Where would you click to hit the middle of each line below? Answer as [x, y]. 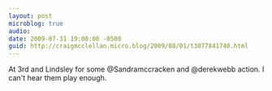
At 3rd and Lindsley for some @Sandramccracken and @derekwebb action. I [136, 69]
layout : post [30, 16]
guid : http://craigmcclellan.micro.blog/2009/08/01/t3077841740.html [129, 46]
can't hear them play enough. [58, 78]
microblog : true [36, 24]
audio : [19, 31]
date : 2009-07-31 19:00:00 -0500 [65, 39]
